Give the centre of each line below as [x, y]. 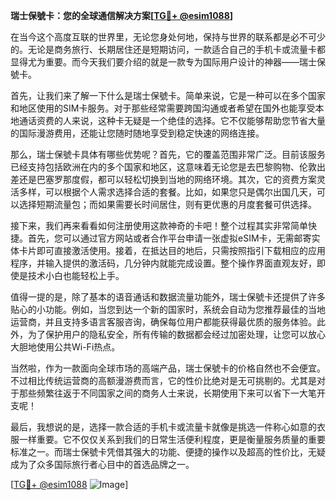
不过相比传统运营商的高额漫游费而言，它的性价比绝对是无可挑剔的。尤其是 [163, 380]
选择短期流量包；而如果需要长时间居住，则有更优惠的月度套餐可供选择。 [167, 204]
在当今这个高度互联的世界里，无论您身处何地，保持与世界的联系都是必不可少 [168, 37]
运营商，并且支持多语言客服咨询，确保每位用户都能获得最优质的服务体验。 [163, 322]
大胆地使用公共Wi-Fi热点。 [65, 347]
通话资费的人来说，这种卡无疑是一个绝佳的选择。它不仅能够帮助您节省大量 [172, 120]
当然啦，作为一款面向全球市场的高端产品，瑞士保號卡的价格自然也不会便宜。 [168, 368]
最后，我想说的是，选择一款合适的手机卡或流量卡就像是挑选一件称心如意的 [163, 427]
